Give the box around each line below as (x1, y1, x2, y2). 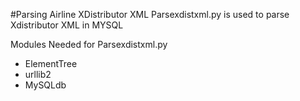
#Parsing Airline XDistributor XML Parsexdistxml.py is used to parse (10, 9, 290, 20)
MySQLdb (24, 79, 67, 91)
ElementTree (24, 58, 78, 69)
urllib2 (24, 69, 52, 80)
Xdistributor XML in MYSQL (10, 19, 124, 31)
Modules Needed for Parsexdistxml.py (10, 39, 168, 50)
